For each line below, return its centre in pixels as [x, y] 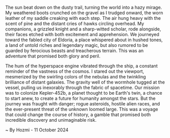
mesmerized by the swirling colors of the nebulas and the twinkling [76, 77]
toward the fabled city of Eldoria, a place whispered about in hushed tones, [84, 40]
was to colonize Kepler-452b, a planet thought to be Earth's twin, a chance [84, 93]
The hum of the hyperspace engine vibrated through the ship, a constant [81, 66]
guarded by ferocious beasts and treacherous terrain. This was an [75, 51]
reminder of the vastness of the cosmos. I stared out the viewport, [75, 71]
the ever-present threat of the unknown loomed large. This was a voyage [82, 109]
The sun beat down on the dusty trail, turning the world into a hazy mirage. [84, 7]
